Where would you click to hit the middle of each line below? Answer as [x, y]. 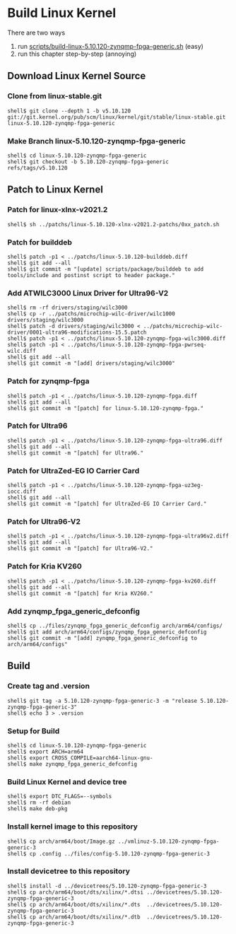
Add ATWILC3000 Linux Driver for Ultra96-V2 [88, 293]
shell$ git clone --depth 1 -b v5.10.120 [69, 111]
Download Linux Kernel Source [77, 76]
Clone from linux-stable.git [55, 96]
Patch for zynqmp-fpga [48, 381]
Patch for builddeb [40, 242]
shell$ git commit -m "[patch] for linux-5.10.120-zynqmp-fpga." [105, 408]
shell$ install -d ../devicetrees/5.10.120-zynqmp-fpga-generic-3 [107, 886]
